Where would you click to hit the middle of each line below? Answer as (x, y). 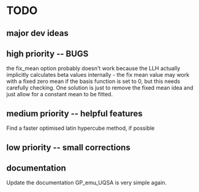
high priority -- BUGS (47, 53)
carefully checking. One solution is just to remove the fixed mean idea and (100, 88)
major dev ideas (37, 33)
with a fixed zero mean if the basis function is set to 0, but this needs (93, 81)
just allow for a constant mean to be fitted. (60, 94)
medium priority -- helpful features (74, 113)
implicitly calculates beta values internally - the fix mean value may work (98, 75)
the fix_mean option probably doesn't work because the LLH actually (93, 68)
